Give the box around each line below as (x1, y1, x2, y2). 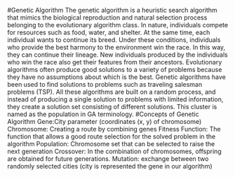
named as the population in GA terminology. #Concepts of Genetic (7, 110, 199, 118)
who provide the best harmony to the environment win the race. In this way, (7, 43, 226, 51)
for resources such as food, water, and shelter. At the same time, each (7, 28, 210, 36)
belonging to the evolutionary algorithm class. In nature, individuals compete (7, 21, 229, 29)
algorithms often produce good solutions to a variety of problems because (7, 66, 222, 73)
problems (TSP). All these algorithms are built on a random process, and (7, 87, 216, 96)
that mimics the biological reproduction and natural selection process (7, 13, 208, 22)
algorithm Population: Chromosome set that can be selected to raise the (7, 140, 215, 148)
